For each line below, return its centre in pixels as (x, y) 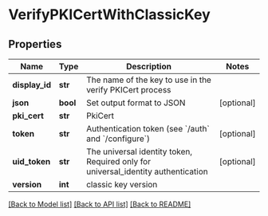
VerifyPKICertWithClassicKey (110, 15)
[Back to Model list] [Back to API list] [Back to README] (100, 204)
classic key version (122, 185)
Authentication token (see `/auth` (148, 129)
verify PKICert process (129, 90)
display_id (32, 85)
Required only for (119, 161)
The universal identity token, (140, 151)
